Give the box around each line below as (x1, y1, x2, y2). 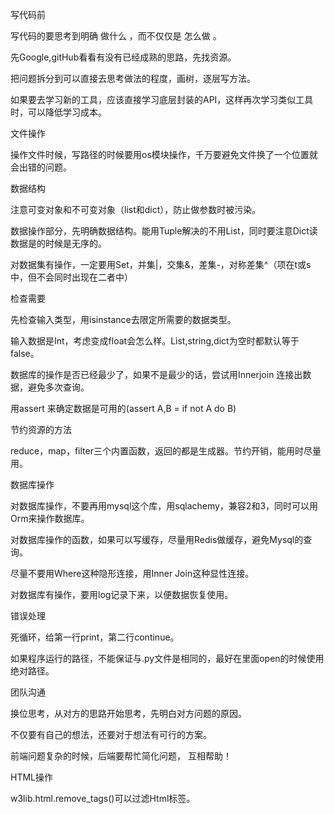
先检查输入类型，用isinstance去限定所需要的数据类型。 (10, 314, 237, 325)
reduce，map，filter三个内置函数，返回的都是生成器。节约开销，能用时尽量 (10, 445, 322, 457)
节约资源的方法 (10, 424, 72, 435)
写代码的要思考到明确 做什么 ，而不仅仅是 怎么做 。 (10, 30, 222, 42)
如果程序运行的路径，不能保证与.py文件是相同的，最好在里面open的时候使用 (10, 653, 325, 664)
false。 (10, 348, 40, 359)
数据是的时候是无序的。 (10, 238, 107, 249)
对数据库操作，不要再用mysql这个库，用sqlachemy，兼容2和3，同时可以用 (10, 500, 319, 512)
